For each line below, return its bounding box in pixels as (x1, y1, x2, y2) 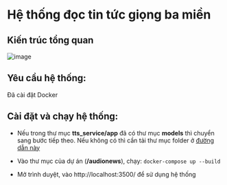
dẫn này (16, 143, 40, 151)
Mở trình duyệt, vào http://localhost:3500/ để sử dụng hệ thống (16, 170, 197, 178)
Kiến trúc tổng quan (7, 34, 94, 46)
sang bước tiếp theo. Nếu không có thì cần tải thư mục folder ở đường (16, 136, 215, 144)
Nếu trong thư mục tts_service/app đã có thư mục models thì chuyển (16, 129, 215, 137)
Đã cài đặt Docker (7, 90, 58, 99)
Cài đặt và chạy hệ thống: (7, 111, 119, 122)
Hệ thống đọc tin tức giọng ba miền (7, 7, 211, 23)
